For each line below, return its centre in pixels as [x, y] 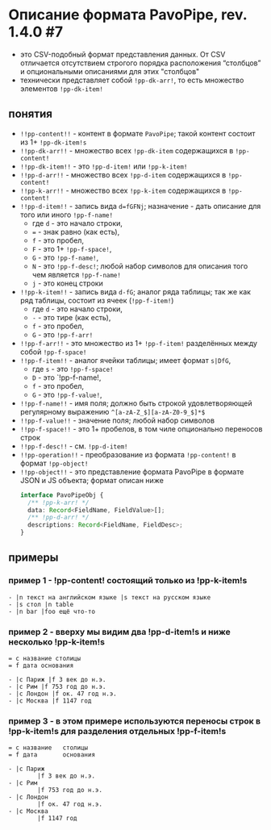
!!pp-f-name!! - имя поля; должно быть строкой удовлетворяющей [136, 403]
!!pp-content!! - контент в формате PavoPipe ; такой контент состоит [138, 133]
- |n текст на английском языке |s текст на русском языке [110, 597]
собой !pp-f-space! [53, 352]
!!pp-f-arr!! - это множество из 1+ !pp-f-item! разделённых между [139, 343]
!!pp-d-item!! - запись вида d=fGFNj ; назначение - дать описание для [140, 206]
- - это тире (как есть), [71, 317]
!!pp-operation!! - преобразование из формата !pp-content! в [128, 454]
